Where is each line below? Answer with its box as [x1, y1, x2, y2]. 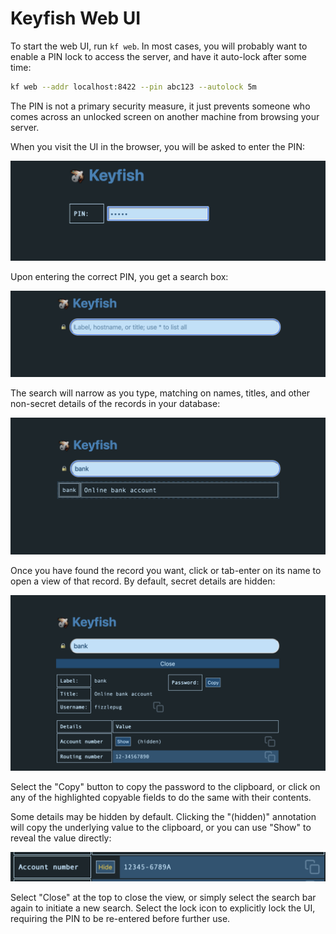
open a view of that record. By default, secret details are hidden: [10, 575, 276, 587]
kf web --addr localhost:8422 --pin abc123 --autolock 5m [10, 82, 257, 92]
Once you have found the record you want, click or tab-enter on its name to [10, 565, 322, 577]
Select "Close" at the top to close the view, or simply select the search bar [10, 892, 317, 904]
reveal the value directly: [10, 832, 112, 844]
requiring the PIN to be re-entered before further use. [10, 913, 231, 925]
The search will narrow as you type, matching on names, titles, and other [10, 387, 311, 399]
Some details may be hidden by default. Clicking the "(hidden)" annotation [10, 810, 317, 822]
